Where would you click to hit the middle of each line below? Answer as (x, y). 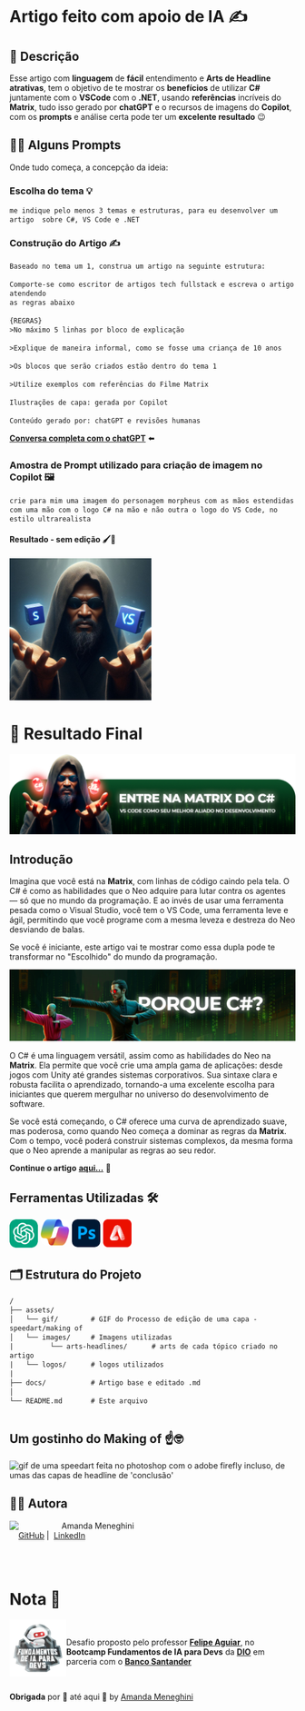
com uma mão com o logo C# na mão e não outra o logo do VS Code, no (144, 510)
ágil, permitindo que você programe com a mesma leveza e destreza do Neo (152, 920)
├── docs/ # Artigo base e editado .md (105, 1383)
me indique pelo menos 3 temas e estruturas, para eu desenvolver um (144, 211)
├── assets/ (32, 1310)
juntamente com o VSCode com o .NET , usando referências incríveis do (145, 97)
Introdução (41, 860)
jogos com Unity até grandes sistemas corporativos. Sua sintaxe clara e (143, 1075)
